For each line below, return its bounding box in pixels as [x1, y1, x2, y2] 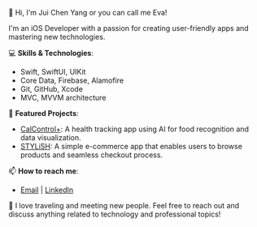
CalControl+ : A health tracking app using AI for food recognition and [20, 124, 250, 134]
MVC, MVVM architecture [20, 93, 107, 102]
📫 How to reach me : [8, 166, 79, 176]
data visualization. [20, 133, 81, 142]
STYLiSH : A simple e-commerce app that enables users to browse [20, 142, 242, 151]
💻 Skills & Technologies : [8, 49, 94, 58]
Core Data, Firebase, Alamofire [20, 75, 124, 85]
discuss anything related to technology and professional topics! [8, 209, 221, 219]
